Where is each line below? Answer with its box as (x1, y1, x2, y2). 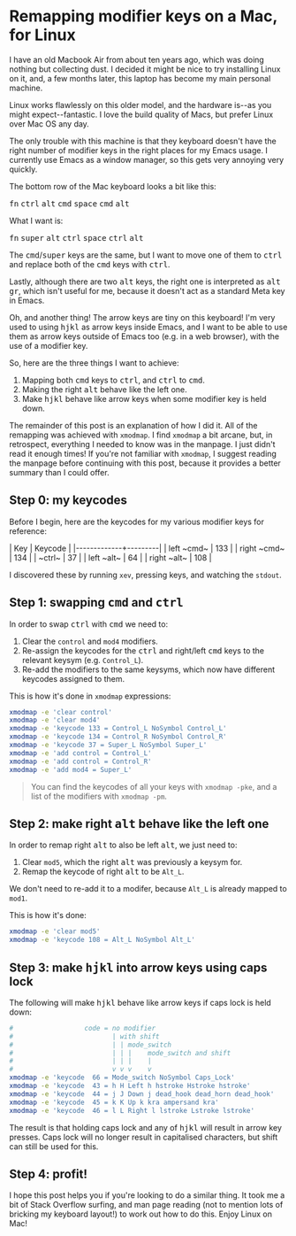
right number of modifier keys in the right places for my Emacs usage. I (9, 144, 268, 156)
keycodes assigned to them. (21, 673, 125, 684)
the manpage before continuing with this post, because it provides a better (9, 458, 281, 468)
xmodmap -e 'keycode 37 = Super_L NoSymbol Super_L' (9, 741, 208, 750)
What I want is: (9, 215, 64, 226)
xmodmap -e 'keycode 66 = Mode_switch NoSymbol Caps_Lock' (9, 1073, 236, 1082)
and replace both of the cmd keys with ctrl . (9, 259, 171, 269)
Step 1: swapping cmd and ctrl (9, 595, 184, 610)
